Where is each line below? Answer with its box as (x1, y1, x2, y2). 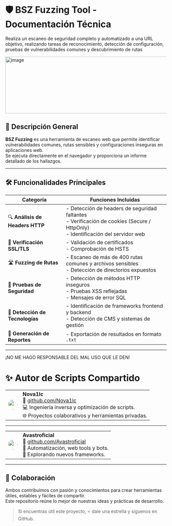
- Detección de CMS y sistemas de (66, 315, 150, 322)
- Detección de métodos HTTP (66, 275, 141, 282)
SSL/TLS (8, 245, 30, 252)
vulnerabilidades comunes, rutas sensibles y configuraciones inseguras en (5, 142, 163, 148)
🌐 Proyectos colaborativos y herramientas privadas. (23, 412, 147, 419)
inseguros (66, 281, 90, 288)
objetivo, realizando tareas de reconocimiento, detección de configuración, (5, 41, 164, 47)
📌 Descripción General (5, 123, 78, 131)
